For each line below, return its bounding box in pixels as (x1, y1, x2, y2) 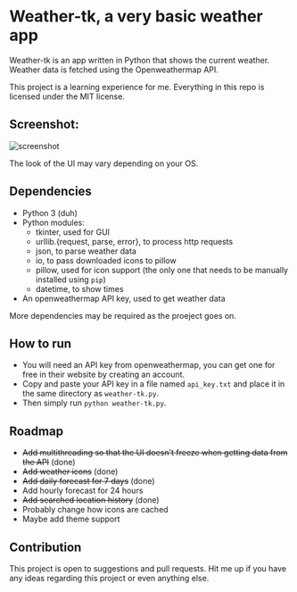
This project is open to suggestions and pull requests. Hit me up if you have (9, 563, 287, 573)
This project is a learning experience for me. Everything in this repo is (9, 81, 265, 92)
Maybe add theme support (21, 513, 120, 524)
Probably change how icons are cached (21, 504, 169, 515)
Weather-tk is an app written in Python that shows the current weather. (9, 54, 270, 65)
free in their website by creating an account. (21, 369, 186, 380)
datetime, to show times (35, 283, 124, 294)
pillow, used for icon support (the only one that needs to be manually (35, 264, 288, 275)
